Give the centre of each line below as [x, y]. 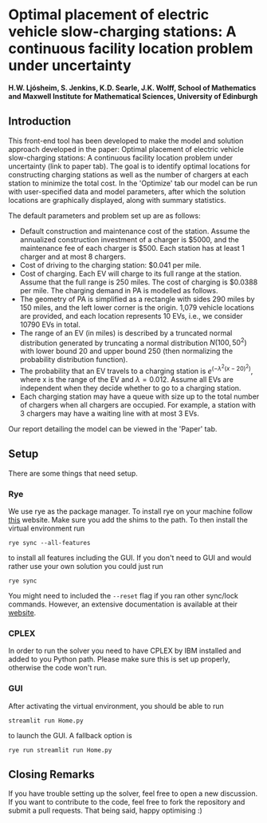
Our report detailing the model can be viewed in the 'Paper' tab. [113, 428]
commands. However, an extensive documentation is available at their [123, 604]
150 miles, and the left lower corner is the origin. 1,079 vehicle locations [137, 307]
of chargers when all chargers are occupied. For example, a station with [138, 404]
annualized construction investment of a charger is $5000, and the [129, 239]
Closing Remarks [52, 775]
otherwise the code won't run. [58, 668]
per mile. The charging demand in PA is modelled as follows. [119, 290]
